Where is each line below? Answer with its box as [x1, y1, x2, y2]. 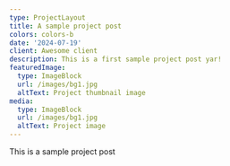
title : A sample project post [9, 22, 123, 31]
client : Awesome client [9, 47, 98, 56]
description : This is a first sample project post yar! [9, 55, 222, 64]
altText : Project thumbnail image [17, 88, 146, 97]
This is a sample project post [9, 146, 116, 157]
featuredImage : [9, 64, 66, 73]
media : [9, 96, 34, 106]
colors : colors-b [9, 30, 74, 39]
